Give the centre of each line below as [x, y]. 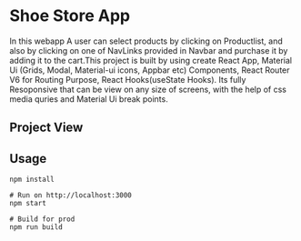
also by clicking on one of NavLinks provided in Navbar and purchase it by [149, 50]
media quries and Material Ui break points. [89, 99]
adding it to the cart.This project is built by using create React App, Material [151, 60]
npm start [28, 204]
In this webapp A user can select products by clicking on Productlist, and [146, 41]
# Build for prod [42, 219]
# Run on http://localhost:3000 [70, 196]
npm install [32, 180]
